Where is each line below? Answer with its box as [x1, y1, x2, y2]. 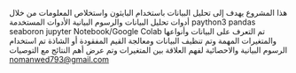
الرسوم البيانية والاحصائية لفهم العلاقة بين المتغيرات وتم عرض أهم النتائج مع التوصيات [9, 45, 288, 55]
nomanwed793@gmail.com [9, 55, 109, 64]
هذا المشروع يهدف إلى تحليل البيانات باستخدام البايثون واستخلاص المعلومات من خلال [9, 8, 288, 18]
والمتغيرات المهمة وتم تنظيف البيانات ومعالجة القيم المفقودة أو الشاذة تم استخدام [9, 35, 277, 46]
